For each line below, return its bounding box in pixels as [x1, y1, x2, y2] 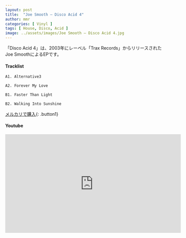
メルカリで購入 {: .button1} [5, 111, 59, 117]
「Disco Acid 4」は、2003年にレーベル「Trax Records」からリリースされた [5, 45, 162, 51]
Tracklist [5, 63, 24, 69]
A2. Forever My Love [5, 83, 49, 88]
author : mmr [5, 17, 30, 22]
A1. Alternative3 [5, 74, 42, 79]
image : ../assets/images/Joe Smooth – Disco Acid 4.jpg [5, 31, 124, 36]
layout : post [5, 7, 33, 13]
